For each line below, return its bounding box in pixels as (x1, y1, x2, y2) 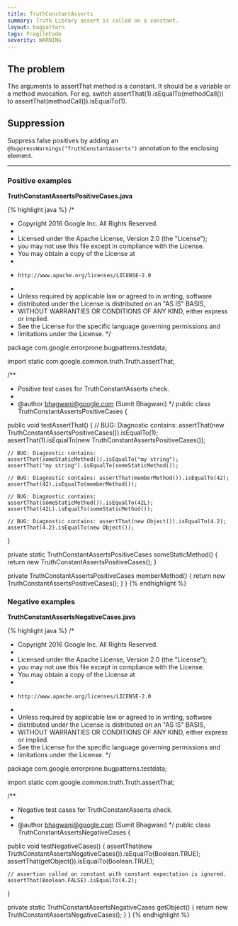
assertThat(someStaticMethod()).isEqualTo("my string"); (7, 456, 179, 463)
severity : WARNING (7, 37, 62, 44)
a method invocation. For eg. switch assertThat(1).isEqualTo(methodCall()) (7, 89, 225, 98)
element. (7, 151, 33, 160)
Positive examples (7, 175, 72, 185)
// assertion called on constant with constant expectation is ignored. (7, 871, 227, 878)
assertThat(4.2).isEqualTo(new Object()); (7, 524, 135, 532)
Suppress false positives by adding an (7, 136, 119, 145)
